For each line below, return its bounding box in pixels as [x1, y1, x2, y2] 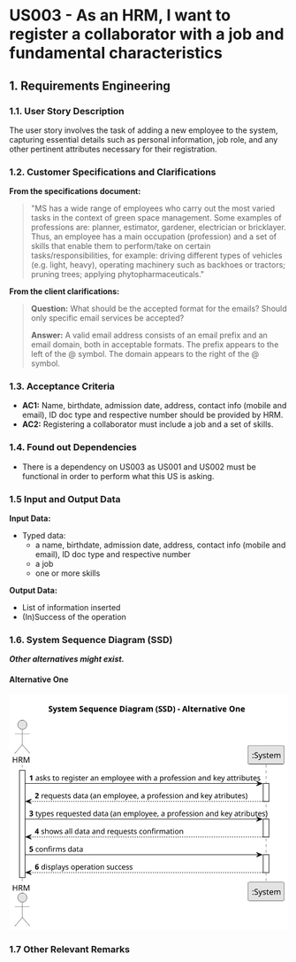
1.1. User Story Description [9, 105, 125, 117]
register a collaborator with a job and [9, 24, 285, 44]
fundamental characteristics [9, 43, 223, 63]
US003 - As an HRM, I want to [9, 5, 231, 26]
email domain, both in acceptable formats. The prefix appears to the [30, 339, 279, 350]
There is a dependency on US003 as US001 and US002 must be [21, 462, 256, 472]
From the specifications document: [9, 186, 141, 197]
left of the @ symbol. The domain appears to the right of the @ [30, 349, 260, 360]
